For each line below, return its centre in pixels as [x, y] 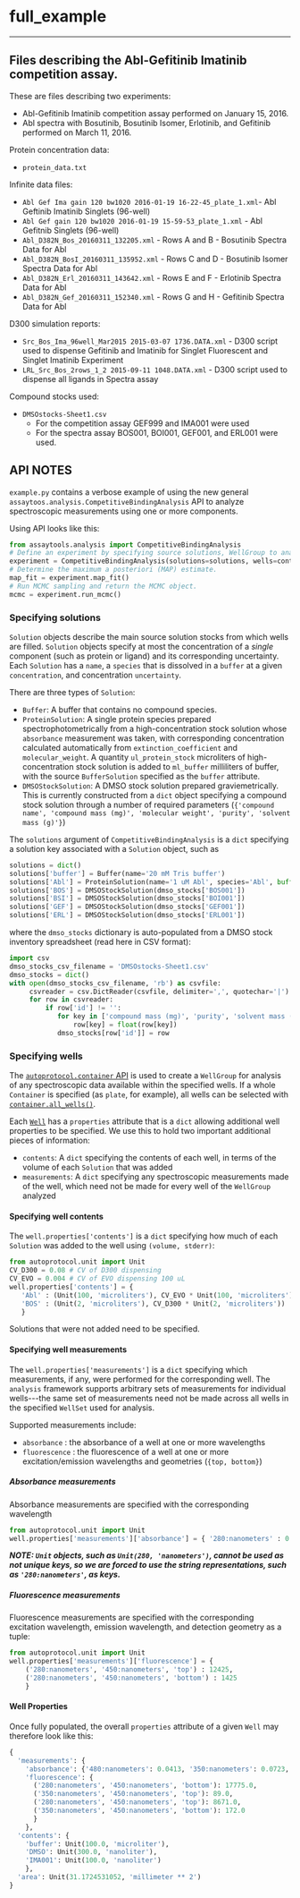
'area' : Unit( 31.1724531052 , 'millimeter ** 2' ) [109, 1877]
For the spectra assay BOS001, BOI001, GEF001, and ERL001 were [157, 432]
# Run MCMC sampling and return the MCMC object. [104, 586]
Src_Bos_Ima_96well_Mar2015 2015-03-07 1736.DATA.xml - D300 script [150, 341]
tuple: [20, 1637]
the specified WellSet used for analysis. [82, 1408]
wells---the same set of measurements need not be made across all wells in [149, 1398]
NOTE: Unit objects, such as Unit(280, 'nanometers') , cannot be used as [146, 1555]
